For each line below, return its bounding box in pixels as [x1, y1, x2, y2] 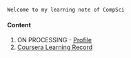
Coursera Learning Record [17, 43, 93, 51]
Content [7, 20, 31, 29]
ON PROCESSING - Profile [17, 36, 92, 44]
